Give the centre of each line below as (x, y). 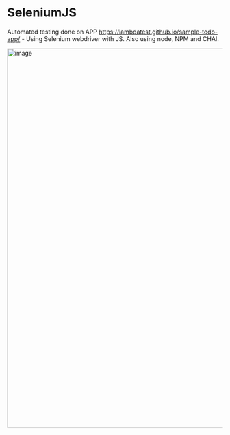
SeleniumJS (42, 13)
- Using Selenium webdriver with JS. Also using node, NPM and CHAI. (120, 38)
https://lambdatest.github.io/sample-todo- (158, 32)
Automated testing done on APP (52, 32)
